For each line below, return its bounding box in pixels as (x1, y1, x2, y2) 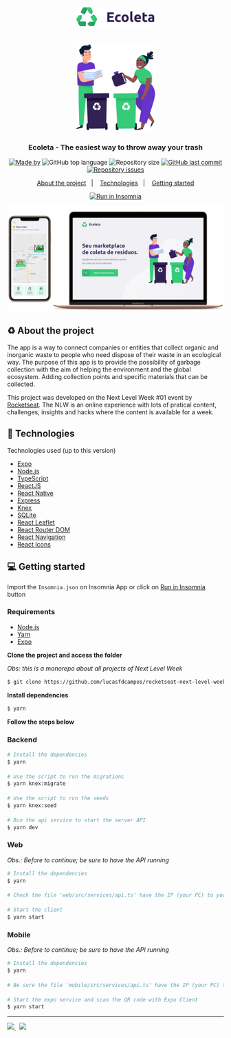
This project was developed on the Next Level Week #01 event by (7, 393, 192, 401)
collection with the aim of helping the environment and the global (7, 365, 191, 374)
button (7, 590, 26, 598)
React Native (16, 489, 54, 497)
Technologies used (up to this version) (7, 446, 116, 454)
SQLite (16, 511, 36, 519)
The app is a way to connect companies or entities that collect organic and (7, 343, 219, 352)
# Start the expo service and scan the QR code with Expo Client (7, 996, 198, 1003)
